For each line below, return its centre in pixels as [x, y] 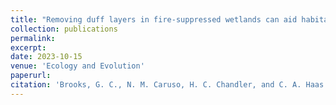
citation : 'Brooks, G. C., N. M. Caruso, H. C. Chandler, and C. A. [156, 85]
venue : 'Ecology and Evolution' [77, 66]
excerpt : [28, 47]
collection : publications [64, 29]
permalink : [33, 38]
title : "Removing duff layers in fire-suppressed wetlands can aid [154, 19]
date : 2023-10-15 [46, 57]
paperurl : [31, 76]
